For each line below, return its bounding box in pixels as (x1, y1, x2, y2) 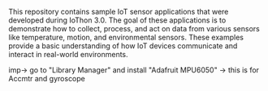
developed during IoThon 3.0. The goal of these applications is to (8, 15, 227, 25)
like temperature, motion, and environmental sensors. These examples (8, 32, 244, 42)
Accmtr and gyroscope (8, 74, 85, 83)
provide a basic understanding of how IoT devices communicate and (8, 41, 238, 51)
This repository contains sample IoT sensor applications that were (8, 7, 229, 16)
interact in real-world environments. (8, 50, 128, 59)
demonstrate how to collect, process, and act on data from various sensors (8, 24, 260, 33)
